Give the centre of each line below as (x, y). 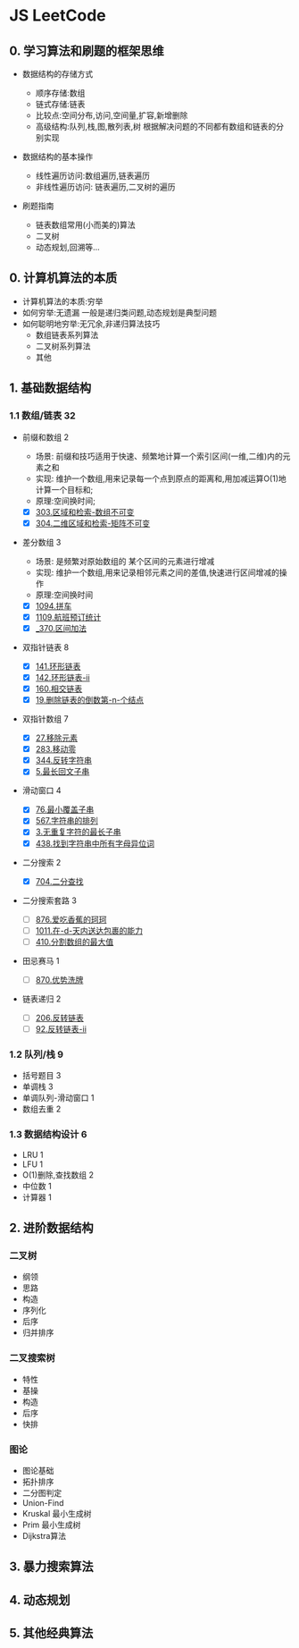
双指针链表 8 (46, 647)
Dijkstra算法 (44, 1535)
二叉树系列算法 (63, 346)
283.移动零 (56, 749)
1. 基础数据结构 (50, 389)
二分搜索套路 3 (50, 900)
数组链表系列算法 (67, 334)
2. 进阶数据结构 (51, 1227)
